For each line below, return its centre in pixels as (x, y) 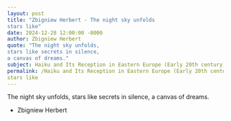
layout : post (26, 13)
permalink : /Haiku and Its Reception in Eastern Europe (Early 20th (107, 71)
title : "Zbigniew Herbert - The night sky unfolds (81, 20)
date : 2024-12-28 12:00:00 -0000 (55, 33)
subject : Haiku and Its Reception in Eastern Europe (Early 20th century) (117, 65)
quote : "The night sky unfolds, (53, 45)
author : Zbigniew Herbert (44, 39)
